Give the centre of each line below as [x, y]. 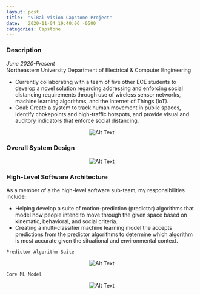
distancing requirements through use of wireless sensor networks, [98, 94]
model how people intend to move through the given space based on [101, 215]
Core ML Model [24, 274]
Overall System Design [41, 148]
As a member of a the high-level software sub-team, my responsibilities [96, 190]
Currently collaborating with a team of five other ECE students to [96, 82]
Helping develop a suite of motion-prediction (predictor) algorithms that [104, 209]
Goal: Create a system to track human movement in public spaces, [98, 108]
